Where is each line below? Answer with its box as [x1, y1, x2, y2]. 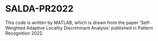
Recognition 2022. [5, 30, 44, 36]
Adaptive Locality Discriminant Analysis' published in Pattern [26, 24, 153, 30]
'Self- [139, 19, 151, 25]
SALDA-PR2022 [5, 3, 74, 14]
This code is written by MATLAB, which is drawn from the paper [5, 19, 139, 25]
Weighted [5, 24, 25, 30]
